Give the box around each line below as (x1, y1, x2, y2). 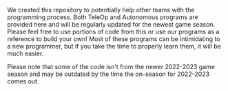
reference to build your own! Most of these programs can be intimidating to (7, 35, 220, 43)
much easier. (7, 49, 44, 57)
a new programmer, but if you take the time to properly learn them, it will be (7, 42, 222, 50)
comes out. (7, 77, 39, 85)
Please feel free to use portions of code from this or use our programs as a (7, 27, 220, 36)
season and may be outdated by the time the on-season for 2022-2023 (7, 70, 210, 78)
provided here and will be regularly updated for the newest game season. (7, 21, 216, 28)
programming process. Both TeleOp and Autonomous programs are (7, 13, 198, 21)
